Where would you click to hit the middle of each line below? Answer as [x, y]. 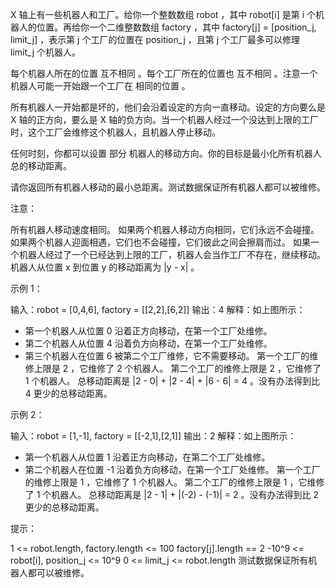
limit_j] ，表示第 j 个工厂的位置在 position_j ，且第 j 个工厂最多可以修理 [155, 39]
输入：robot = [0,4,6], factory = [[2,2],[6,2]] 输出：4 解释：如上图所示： [158, 309]
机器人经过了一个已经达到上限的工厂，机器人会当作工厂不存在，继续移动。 [172, 254]
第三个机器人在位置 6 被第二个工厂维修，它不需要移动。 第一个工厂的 [167, 356]
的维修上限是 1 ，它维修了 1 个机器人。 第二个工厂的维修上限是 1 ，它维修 [174, 482]
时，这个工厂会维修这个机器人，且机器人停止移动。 [115, 132]
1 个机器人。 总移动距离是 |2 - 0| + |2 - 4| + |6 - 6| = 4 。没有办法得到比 [172, 381]
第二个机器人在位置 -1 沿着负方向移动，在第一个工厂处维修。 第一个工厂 [172, 469]
